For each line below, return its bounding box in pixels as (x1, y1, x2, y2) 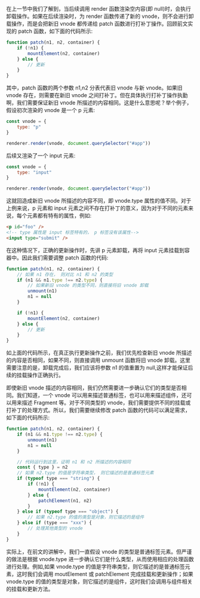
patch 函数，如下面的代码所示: (17, 27, 93, 35)
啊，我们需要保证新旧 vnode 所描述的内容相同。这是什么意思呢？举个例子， (6, 99, 192, 106)
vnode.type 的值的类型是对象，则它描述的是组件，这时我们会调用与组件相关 (6, 578, 193, 585)
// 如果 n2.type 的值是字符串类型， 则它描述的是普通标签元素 (17, 470, 154, 476)
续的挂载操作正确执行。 (6, 371, 64, 379)
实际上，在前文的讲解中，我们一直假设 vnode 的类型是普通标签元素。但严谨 (6, 548, 192, 555)
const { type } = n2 (17, 464, 68, 470)
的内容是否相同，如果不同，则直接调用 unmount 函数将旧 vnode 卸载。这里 (6, 357, 191, 364)
